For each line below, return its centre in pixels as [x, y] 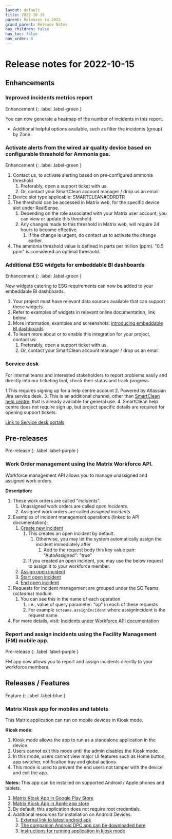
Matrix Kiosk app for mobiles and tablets [57, 709]
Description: [19, 491]
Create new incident [42, 528]
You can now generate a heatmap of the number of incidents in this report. [84, 119]
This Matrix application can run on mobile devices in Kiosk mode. [74, 720]
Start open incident [41, 577]
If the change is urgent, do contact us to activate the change [92, 235]
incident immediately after [63, 544]
